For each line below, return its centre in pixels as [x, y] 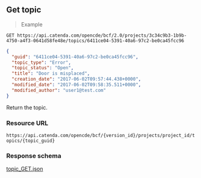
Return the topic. [27, 107]
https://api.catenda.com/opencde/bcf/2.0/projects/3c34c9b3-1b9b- [102, 35]
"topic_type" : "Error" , [41, 63]
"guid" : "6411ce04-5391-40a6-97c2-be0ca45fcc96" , [75, 57]
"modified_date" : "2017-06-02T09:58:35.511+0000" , [76, 85]
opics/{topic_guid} [31, 141]
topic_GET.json [25, 169]
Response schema [34, 156]
